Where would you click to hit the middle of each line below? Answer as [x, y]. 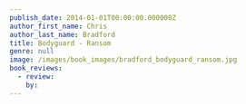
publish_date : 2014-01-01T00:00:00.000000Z [93, 18]
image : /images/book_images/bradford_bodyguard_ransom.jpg [123, 60]
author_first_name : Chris [58, 26]
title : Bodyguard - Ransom [60, 43]
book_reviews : [36, 69]
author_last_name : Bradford [63, 34]
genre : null [32, 52]
